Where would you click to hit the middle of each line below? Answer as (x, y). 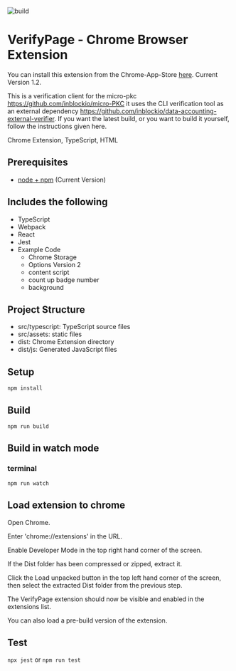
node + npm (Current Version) (62, 180)
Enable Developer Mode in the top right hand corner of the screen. (105, 550)
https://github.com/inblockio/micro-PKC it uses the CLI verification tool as (116, 103)
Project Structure (46, 310)
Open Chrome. (29, 522)
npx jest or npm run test (44, 660)
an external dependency (43, 111)
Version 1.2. (25, 82)
